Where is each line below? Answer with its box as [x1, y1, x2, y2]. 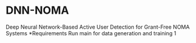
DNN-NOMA [5, 4, 69, 17]
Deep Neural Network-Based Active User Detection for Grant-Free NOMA [5, 23, 190, 30]
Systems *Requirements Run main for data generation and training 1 [5, 29, 177, 36]
